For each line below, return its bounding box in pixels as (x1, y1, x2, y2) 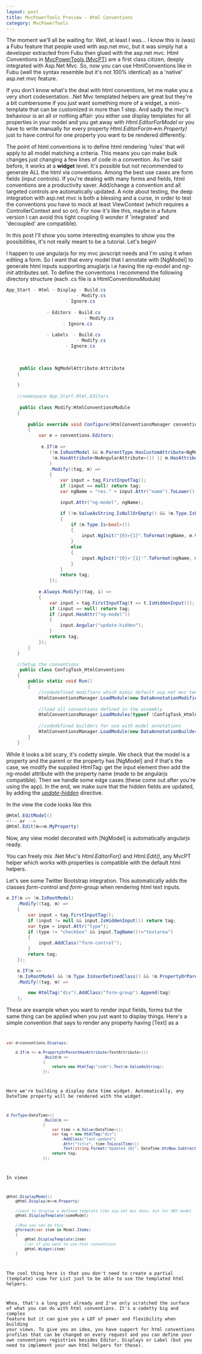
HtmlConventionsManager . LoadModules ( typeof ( (38, 712, 155, 718)
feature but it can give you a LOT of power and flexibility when (6, 1316, 176, 1322)
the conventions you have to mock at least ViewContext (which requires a (6, 201, 189, 208)
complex (6, 1311, 26, 1317)
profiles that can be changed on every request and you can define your (6, 1332, 192, 1338)
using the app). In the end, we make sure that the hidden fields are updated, (6, 782, 194, 790)
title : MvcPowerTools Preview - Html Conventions (6, 14, 133, 20)
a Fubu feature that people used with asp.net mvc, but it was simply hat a (6, 43, 188, 50)
